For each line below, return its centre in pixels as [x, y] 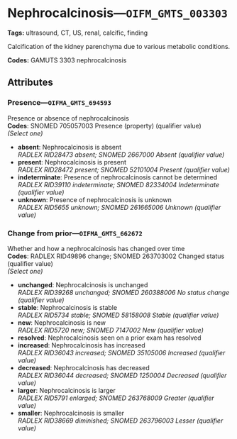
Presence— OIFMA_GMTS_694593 [59, 103]
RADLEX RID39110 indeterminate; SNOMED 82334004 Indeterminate [118, 184]
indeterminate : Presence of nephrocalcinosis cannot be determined [117, 177]
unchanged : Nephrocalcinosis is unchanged [83, 284]
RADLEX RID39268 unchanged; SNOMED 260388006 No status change [123, 292]
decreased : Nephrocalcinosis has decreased [84, 367]
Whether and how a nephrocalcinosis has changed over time [96, 248]
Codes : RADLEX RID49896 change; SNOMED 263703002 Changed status [116, 256]
